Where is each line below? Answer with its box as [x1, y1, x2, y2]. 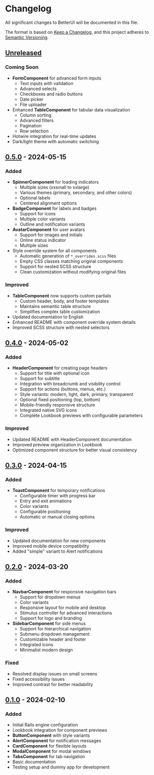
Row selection [19, 128, 49, 134]
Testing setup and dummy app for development [12, 764, 110, 770]
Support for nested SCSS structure [19, 264, 91, 270]
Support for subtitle [19, 376, 60, 382]
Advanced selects [19, 86, 57, 92]
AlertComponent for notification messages [12, 738, 101, 744]
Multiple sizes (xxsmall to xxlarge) [19, 185, 89, 191]
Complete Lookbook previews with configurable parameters [19, 412, 143, 418]
